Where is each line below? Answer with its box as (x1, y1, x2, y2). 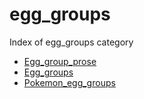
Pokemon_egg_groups (23, 76, 116, 88)
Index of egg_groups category (9, 36, 134, 48)
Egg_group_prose (23, 55, 97, 67)
